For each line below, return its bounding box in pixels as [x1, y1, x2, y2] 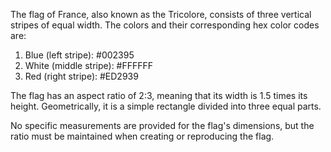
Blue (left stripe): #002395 [24, 49, 135, 61]
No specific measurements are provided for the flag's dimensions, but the [10, 120, 315, 131]
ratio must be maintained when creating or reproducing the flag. [10, 130, 275, 142]
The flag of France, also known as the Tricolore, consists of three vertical [10, 9, 312, 20]
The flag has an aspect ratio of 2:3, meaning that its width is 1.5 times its [10, 90, 308, 101]
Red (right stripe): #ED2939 [24, 70, 139, 82]
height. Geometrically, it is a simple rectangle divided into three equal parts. [10, 100, 322, 112]
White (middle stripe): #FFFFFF [24, 60, 154, 71]
